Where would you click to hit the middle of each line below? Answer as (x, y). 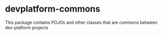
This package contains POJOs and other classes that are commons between (81, 22)
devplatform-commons (53, 9)
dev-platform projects (27, 27)
